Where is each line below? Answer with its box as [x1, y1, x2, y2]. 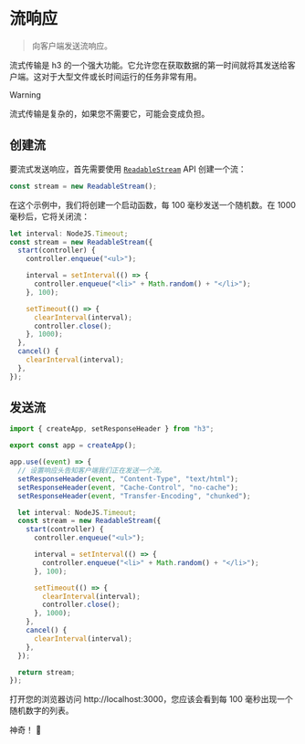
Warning [9, 89, 41, 100]
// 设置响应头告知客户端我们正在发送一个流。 [17, 466, 166, 476]
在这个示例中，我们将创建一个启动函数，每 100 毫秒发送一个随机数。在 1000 [9, 199, 297, 210]
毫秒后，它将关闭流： [9, 211, 89, 222]
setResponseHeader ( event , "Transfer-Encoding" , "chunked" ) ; [17, 491, 251, 500]
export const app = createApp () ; [9, 441, 137, 450]
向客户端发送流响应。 [31, 40, 112, 51]
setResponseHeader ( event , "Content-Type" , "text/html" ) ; [17, 474, 239, 484]
